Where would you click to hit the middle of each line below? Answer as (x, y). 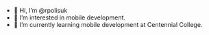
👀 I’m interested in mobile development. (69, 17)
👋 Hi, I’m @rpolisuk (40, 10)
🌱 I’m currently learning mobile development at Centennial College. (108, 25)
